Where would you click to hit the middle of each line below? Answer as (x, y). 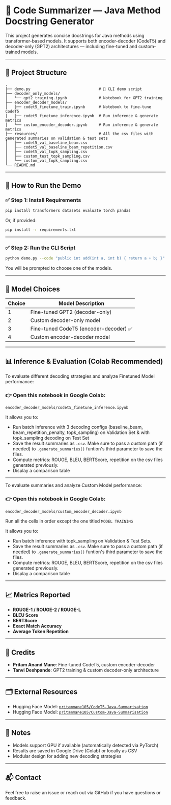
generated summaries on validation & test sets (57, 138)
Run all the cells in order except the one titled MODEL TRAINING (69, 521)
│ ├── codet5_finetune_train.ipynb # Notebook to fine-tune (78, 107)
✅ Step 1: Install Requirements (43, 200)
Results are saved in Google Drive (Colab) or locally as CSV (75, 750)
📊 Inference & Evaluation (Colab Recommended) (84, 361)
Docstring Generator (50, 21)
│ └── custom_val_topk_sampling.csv (46, 161)
